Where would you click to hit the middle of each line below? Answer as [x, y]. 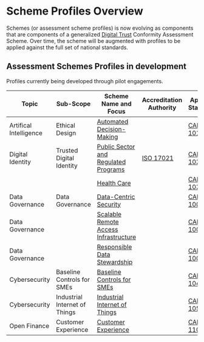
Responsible [114, 247]
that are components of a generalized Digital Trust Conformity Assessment [100, 34]
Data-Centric [116, 197]
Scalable [109, 214]
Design [66, 133]
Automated [113, 121]
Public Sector [116, 146]
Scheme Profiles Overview [75, 11]
